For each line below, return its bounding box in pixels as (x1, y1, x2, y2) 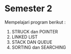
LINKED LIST (11, 34, 38, 40)
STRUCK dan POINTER (11, 28, 58, 34)
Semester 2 (4, 3, 52, 14)
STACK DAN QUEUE (11, 39, 52, 45)
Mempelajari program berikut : (4, 19, 66, 25)
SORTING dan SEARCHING (11, 44, 67, 50)
